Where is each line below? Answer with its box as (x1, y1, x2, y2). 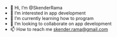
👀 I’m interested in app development (10, 10, 86, 16)
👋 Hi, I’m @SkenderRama (10, 5, 63, 10)
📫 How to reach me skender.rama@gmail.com (10, 26, 108, 32)
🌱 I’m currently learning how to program (10, 15, 94, 21)
